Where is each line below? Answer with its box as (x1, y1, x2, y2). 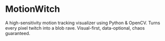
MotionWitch (5, 3, 60, 15)
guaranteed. (5, 30, 30, 36)
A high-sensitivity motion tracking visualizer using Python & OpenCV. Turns (5, 20, 160, 26)
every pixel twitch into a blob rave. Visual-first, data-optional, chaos (5, 25, 145, 31)
